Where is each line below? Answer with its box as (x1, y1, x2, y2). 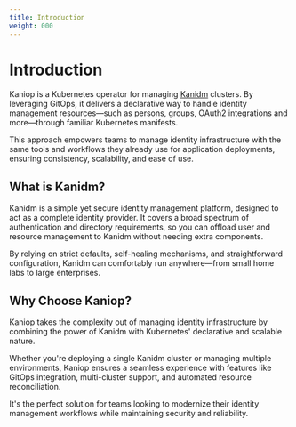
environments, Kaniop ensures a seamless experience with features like (9, 362, 272, 374)
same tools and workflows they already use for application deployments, (9, 144, 276, 155)
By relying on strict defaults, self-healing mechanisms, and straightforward (9, 248, 283, 259)
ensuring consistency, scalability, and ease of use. (9, 153, 194, 165)
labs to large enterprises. (9, 268, 100, 278)
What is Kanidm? (9, 179, 106, 194)
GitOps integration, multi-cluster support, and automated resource (9, 372, 252, 383)
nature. (9, 335, 36, 347)
